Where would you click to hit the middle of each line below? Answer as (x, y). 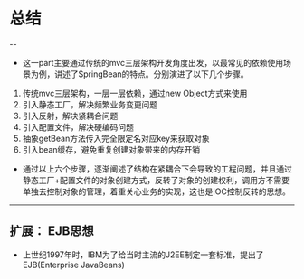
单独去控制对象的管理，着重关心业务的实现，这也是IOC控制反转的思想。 (157, 191)
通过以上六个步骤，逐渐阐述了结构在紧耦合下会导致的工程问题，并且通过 (157, 169)
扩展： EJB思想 (52, 231)
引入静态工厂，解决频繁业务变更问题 (90, 104)
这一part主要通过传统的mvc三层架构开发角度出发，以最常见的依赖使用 (153, 62)
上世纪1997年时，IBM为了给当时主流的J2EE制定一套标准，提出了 (143, 255)
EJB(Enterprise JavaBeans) (73, 265)
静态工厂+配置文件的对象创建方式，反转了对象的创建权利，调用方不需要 (156, 180)
